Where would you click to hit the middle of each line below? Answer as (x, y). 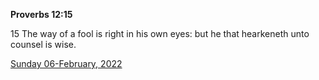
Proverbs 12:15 (41, 14)
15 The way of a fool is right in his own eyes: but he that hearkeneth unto (160, 33)
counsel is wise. (43, 44)
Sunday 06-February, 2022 (66, 63)
